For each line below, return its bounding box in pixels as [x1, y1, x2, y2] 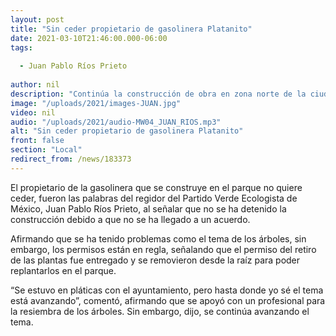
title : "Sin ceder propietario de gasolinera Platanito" [10, 24, 253, 34]
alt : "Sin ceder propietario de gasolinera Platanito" [10, 126, 244, 136]
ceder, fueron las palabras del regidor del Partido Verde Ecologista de [10, 192, 298, 204]
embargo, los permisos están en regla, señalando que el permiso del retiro [10, 243, 317, 255]
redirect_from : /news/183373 [10, 154, 132, 164]
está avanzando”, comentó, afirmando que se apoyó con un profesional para [10, 294, 326, 306]
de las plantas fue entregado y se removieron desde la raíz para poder [10, 254, 301, 266]
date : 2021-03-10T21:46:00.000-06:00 [10, 33, 168, 43]
